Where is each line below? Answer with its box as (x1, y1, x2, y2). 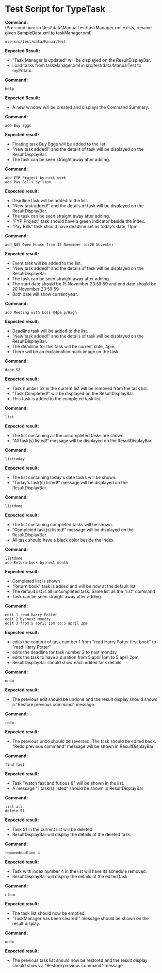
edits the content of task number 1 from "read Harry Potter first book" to (12, 638, 156, 645)
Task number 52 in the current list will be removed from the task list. (12, 385, 148, 391)
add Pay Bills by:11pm (5, 179, 51, 184)
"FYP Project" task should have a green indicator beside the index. (12, 218, 146, 224)
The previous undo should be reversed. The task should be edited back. (12, 738, 156, 744)
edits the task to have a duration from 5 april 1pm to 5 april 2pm (12, 654, 139, 660)
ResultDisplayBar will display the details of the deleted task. (12, 831, 131, 837)
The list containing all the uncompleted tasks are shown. (12, 432, 125, 438)
